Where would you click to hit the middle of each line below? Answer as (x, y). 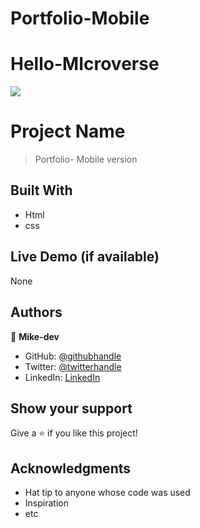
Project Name (68, 131)
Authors (36, 312)
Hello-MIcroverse (85, 64)
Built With (41, 190)
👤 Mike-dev (35, 336)
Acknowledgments (71, 468)
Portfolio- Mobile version (86, 159)
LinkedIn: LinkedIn (62, 377)
